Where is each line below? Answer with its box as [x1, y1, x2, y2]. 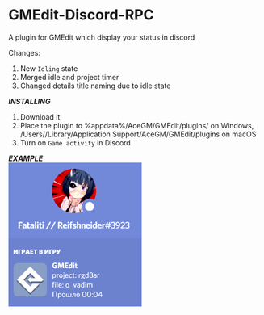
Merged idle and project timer [19, 72, 119, 82]
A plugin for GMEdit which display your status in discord [8, 32, 195, 42]
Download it [19, 111, 61, 122]
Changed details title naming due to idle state [19, 81, 171, 90]
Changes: [8, 48, 40, 57]
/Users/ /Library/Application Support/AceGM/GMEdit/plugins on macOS [19, 129, 257, 139]
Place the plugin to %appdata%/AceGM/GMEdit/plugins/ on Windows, [19, 120, 254, 130]
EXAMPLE [8, 153, 43, 163]
